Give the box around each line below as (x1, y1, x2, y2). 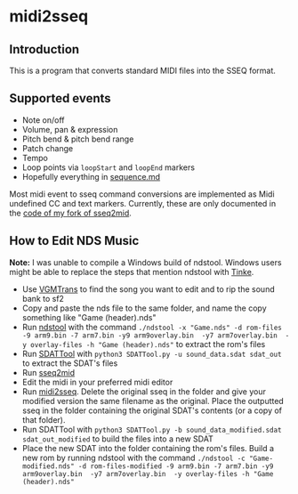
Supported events (9, 91, 111, 106)
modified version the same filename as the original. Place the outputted (21, 395, 285, 406)
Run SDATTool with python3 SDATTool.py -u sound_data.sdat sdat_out (21, 348, 282, 359)
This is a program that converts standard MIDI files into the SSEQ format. (9, 65, 276, 76)
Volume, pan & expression (21, 124, 118, 134)
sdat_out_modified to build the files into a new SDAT (21, 433, 213, 444)
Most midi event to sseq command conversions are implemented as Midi (9, 189, 275, 199)
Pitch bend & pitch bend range (21, 134, 134, 144)
